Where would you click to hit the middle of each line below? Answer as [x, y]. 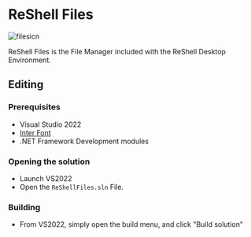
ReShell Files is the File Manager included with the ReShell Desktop [117, 51]
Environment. [30, 60]
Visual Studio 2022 [50, 124]
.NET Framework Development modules [84, 141]
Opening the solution [49, 161]
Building [24, 207]
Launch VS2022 [46, 178]
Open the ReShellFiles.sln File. [72, 187]
